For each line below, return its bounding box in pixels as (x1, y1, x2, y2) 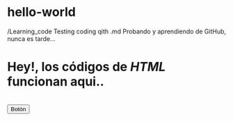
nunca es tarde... (7, 34, 56, 42)
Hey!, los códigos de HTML (7, 59, 166, 75)
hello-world (7, 4, 77, 20)
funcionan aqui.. (7, 74, 104, 90)
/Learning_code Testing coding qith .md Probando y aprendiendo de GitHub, (7, 27, 227, 35)
